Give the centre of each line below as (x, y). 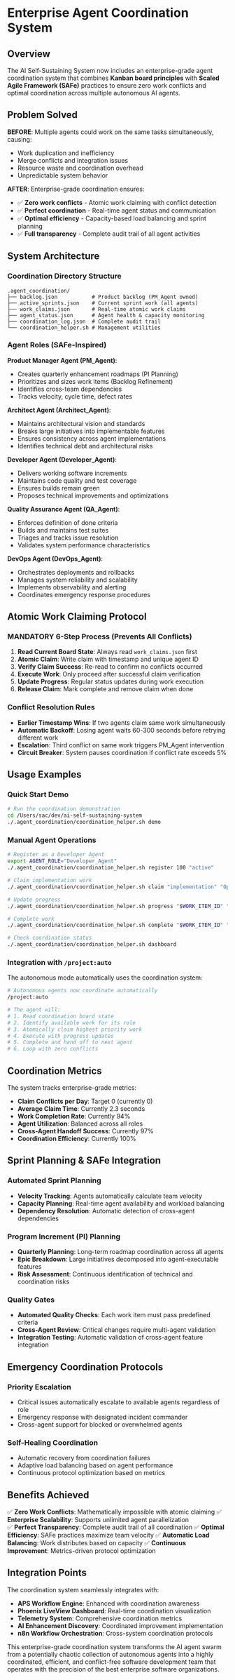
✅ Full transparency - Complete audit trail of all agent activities (109, 234)
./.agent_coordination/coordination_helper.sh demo (84, 822)
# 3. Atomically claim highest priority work (74, 1029)
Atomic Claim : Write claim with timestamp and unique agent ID (108, 659)
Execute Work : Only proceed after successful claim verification (109, 674)
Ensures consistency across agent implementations (92, 438)
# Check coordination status (50, 938)
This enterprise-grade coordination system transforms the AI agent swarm (115, 1646)
